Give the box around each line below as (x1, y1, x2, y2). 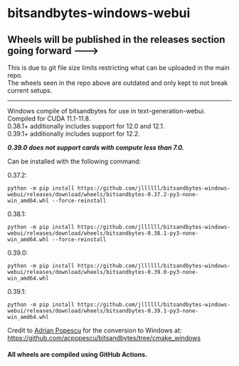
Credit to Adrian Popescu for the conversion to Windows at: (7, 326, 182, 335)
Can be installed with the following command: (7, 157, 141, 166)
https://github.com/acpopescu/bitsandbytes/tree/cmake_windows (7, 334, 201, 342)
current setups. (7, 86, 53, 94)
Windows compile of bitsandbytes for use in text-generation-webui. (7, 107, 206, 115)
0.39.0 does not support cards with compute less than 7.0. (7, 143, 185, 151)
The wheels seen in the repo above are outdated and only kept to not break (7, 78, 228, 87)
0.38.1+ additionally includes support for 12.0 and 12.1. (7, 122, 165, 130)
